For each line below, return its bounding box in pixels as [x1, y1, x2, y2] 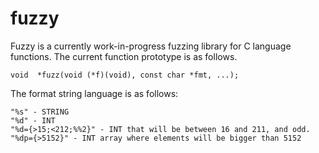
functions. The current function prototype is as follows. [10, 50, 238, 62]
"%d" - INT [10, 115, 56, 126]
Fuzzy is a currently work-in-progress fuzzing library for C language [10, 40, 292, 52]
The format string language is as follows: [10, 87, 179, 99]
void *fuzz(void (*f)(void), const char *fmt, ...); [10, 70, 240, 80]
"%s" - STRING [10, 107, 70, 117]
